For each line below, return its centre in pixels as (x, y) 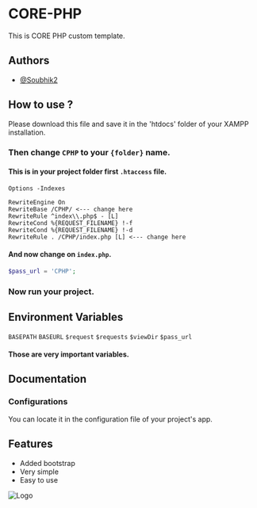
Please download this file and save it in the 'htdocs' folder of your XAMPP (128, 124)
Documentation (48, 379)
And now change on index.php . (60, 254)
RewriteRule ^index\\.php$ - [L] (63, 216)
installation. (27, 132)
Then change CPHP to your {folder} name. (89, 153)
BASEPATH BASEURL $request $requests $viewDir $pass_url (100, 337)
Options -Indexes (37, 188)
